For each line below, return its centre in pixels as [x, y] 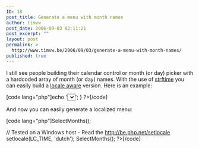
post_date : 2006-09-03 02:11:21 [46, 28]
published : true [26, 56]
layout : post [22, 39]
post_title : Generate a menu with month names [65, 17]
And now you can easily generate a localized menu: [69, 109]
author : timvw [24, 23]
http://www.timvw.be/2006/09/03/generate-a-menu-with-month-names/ [97, 51]
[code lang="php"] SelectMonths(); [49, 121]
